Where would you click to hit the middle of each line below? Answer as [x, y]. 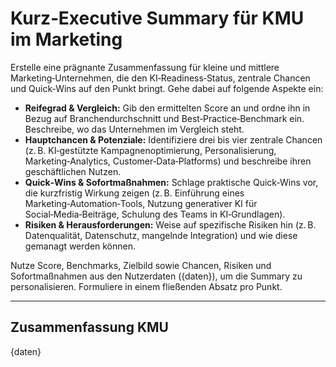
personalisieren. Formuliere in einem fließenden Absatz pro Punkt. [146, 286]
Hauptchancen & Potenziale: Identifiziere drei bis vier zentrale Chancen [173, 139]
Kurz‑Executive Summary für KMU [157, 18]
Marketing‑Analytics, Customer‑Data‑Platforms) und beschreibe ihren [168, 161]
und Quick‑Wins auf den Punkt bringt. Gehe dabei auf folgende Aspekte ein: [167, 88]
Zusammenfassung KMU [89, 327]
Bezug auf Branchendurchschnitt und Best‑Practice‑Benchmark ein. [164, 118]
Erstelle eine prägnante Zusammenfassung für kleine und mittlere [145, 67]
